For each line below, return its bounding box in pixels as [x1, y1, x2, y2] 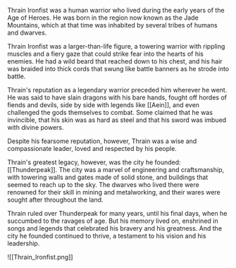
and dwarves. [7, 28, 47, 37]
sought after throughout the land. [7, 195, 104, 204]
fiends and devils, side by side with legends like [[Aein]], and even [7, 101, 199, 109]
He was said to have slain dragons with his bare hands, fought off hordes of [7, 93, 228, 102]
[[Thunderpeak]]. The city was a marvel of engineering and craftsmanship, [7, 166, 224, 173]
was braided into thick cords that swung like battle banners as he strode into [7, 65, 230, 73]
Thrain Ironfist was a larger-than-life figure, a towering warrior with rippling [7, 42, 225, 50]
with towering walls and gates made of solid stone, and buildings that [7, 173, 209, 181]
